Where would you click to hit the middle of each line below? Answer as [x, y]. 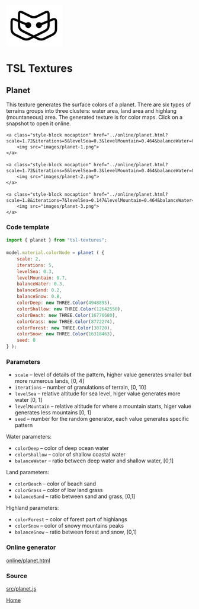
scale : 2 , [29, 259]
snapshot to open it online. [38, 123]
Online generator [31, 547]
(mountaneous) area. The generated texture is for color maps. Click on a [94, 117]
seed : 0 [26, 340]
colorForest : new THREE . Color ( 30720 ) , [65, 328]
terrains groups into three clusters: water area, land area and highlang [91, 111]
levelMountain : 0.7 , [42, 278]
